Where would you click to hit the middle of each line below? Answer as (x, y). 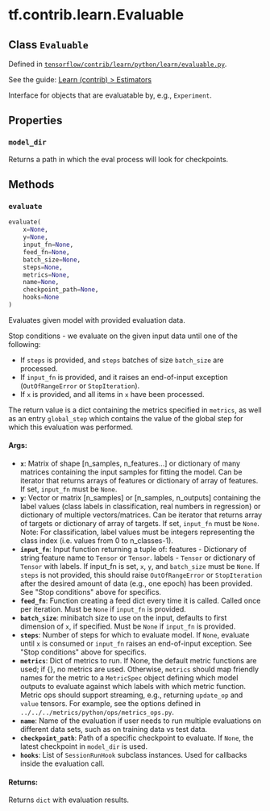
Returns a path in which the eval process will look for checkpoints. (118, 159)
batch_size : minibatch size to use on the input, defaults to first (123, 618)
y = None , (35, 237)
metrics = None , (46, 275)
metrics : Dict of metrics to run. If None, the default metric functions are (138, 661)
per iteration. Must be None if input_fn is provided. (103, 609)
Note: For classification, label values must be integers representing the (137, 532)
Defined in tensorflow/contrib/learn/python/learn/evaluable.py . (118, 64)
